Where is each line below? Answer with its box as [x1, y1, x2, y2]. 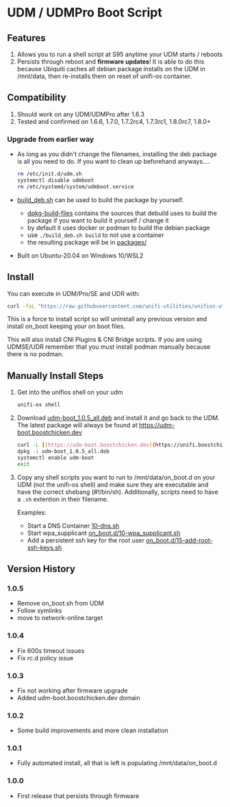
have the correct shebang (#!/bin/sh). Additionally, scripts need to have [16, 488, 219, 496]
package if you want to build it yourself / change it [27, 216, 169, 224]
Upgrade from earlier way [7, 134, 94, 144]
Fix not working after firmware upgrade [16, 686, 128, 695]
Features [7, 32, 46, 44]
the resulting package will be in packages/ [27, 238, 147, 246]
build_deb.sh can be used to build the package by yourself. [16, 195, 184, 203]
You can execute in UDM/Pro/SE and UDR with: [7, 289, 140, 297]
